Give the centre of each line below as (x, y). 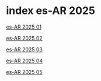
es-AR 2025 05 (24, 72)
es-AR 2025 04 (25, 61)
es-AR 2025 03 (24, 49)
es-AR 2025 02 (24, 38)
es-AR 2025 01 (24, 27)
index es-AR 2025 (50, 11)
